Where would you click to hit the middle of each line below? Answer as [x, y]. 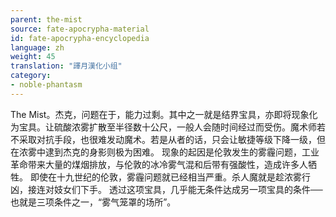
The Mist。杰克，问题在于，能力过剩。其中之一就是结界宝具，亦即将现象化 [164, 114]
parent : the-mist [46, 19]
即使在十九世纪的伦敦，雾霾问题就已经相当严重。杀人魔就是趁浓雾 [165, 177]
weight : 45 [33, 57]
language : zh [37, 47]
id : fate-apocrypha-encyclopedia [80, 38]
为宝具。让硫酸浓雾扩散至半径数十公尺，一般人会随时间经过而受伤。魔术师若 [168, 127]
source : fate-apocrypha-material [80, 29]
